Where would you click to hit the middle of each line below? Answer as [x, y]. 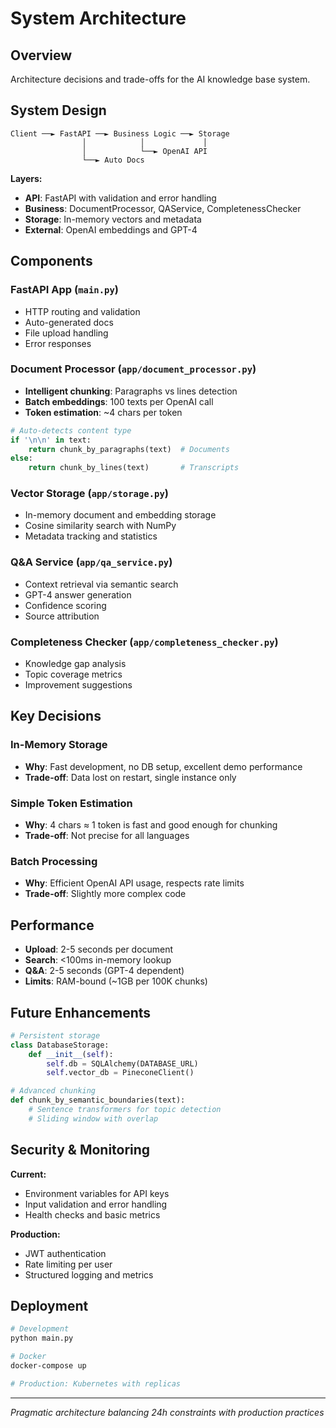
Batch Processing [54, 861]
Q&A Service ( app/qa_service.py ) [91, 562]
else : [21, 458]
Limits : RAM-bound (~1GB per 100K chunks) [116, 981]
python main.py [42, 1338]
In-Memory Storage [59, 745]
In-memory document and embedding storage [120, 515]
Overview [41, 55]
